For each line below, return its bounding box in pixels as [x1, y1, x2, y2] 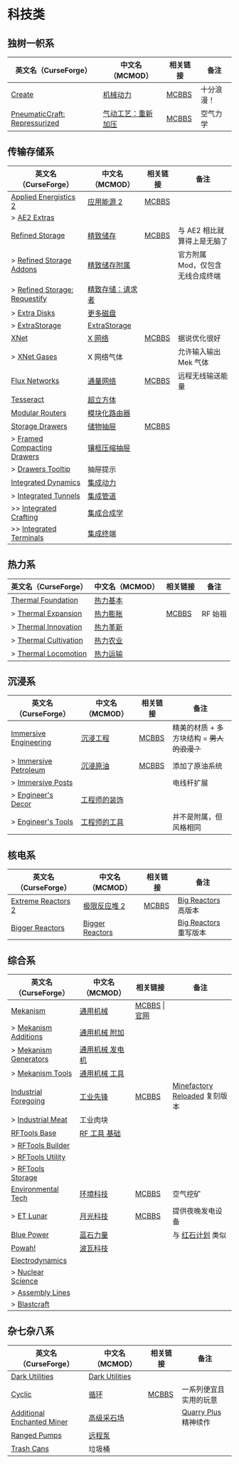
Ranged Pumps [11, 1430, 62, 1440]
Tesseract [11, 394, 45, 404]
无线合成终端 [177, 270, 221, 280]
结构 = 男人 [186, 733, 224, 743]
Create [11, 90, 34, 99]
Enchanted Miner [11, 1417, 68, 1427]
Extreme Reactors [11, 896, 71, 906]
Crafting [11, 512, 38, 522]
